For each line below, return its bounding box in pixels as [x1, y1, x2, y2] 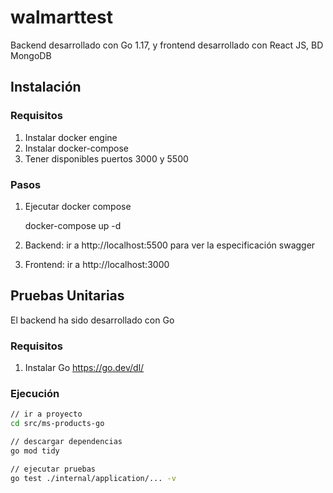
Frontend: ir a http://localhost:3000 [24, 258, 170, 270]
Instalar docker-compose [24, 142, 130, 154]
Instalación [10, 79, 82, 96]
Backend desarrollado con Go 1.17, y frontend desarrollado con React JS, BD [10, 39, 324, 51]
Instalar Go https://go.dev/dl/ [24, 362, 145, 374]
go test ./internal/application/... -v [10, 473, 177, 483]
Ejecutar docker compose [24, 200, 132, 212]
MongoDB [10, 49, 52, 61]
